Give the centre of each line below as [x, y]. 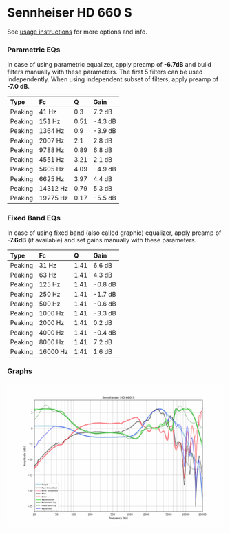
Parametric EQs [34, 50]
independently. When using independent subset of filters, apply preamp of [113, 79]
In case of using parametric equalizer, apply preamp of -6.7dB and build [109, 65]
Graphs [20, 371]
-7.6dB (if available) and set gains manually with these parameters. [102, 240]
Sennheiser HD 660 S [70, 13]
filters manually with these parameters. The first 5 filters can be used [105, 72]
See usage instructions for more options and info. [77, 32]
